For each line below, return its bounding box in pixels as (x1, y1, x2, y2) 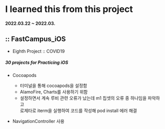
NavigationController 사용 (12, 118, 65, 124)
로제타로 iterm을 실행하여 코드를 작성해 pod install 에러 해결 (19, 107, 137, 113)
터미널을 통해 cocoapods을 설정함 (19, 82, 87, 88)
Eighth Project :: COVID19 (12, 48, 65, 54)
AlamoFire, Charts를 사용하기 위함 (19, 88, 88, 94)
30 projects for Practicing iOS (5, 59, 68, 65)
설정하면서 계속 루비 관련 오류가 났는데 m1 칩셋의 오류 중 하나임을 (19, 95, 147, 101)
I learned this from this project (5, 3, 133, 15)
